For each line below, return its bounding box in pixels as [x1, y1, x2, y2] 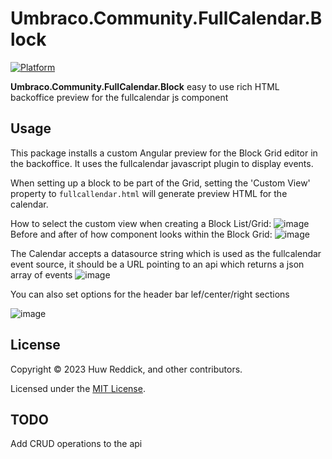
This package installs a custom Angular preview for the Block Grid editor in [10, 147, 318, 159]
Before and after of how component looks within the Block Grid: [10, 228, 273, 240]
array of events [10, 268, 73, 281]
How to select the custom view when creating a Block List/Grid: [10, 217, 272, 229]
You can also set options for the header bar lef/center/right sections [10, 288, 290, 300]
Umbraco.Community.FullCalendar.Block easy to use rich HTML [10, 80, 280, 92]
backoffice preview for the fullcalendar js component [10, 91, 229, 103]
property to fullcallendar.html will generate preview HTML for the [10, 187, 288, 199]
